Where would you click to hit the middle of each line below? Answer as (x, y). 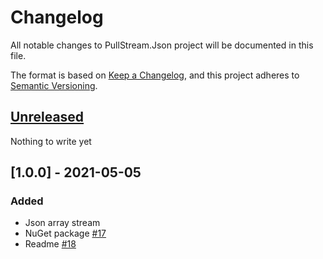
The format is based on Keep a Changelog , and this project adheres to (155, 75)
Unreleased (47, 117)
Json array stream (62, 223)
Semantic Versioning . (54, 85)
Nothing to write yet (51, 141)
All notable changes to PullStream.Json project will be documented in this (162, 45)
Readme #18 (50, 244)
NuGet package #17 (65, 233)
